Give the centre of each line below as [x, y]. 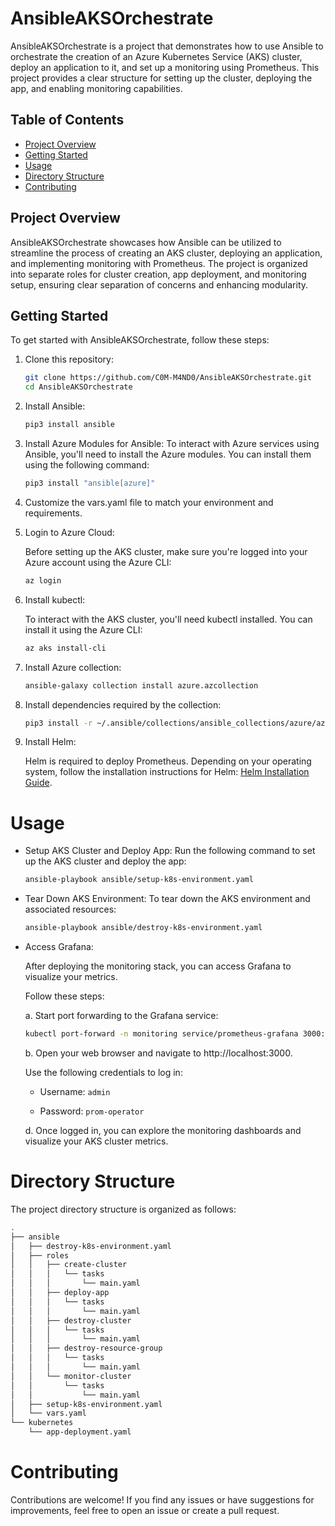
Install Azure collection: [73, 667]
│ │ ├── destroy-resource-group [86, 1348]
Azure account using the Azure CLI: [98, 562]
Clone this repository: [69, 359]
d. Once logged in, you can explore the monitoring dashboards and [163, 1130]
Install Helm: [50, 742]
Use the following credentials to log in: [103, 1072]
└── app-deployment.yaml [80, 1432]
